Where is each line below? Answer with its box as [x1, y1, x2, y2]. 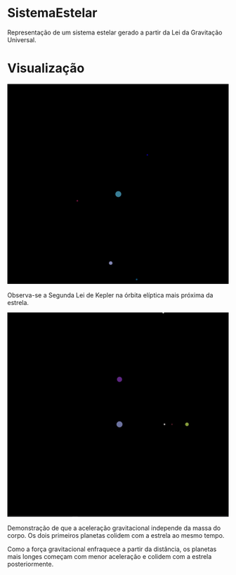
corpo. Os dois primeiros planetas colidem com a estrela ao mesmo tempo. [7, 531, 225, 540]
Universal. [7, 35, 37, 44]
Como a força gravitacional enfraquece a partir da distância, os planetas [7, 545, 217, 553]
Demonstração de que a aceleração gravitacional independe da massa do [7, 524, 221, 532]
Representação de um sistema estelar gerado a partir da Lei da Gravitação [7, 28, 223, 37]
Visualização [7, 60, 85, 77]
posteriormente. [7, 560, 54, 569]
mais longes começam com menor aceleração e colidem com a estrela [7, 553, 212, 561]
